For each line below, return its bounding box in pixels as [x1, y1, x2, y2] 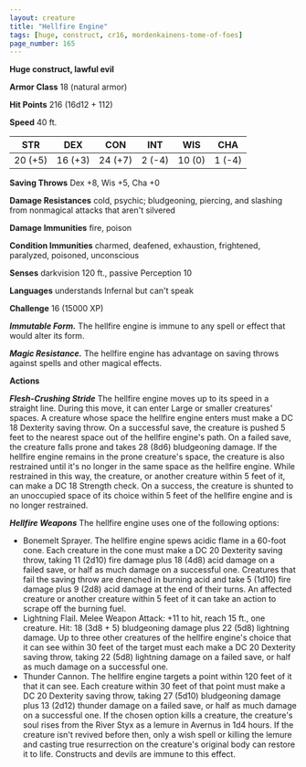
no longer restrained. [9, 499, 89, 511]
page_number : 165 [9, 38, 76, 48]
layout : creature [9, 13, 76, 23]
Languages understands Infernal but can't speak [9, 285, 195, 297]
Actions [9, 375, 40, 386]
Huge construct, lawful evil [9, 64, 114, 75]
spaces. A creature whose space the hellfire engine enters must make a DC [9, 413, 294, 424]
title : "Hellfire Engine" [9, 22, 108, 31]
